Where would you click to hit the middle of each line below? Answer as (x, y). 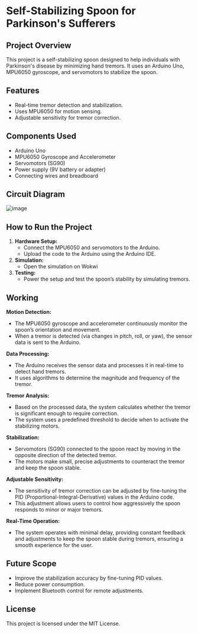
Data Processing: (28, 354)
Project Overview (39, 45)
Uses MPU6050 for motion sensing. (58, 111)
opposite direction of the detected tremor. (66, 455)
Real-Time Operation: (33, 521)
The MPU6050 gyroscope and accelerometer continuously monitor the (101, 323)
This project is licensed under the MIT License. (63, 624)
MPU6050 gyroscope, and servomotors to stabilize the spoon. (82, 72)
